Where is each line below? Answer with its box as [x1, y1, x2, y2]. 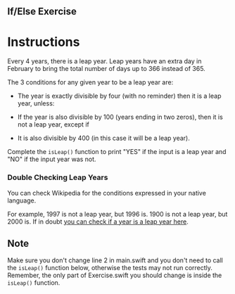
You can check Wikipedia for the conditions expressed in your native [7, 188, 206, 197]
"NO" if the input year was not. [7, 155, 96, 164]
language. [7, 196, 37, 205]
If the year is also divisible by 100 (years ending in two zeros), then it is [17, 113, 223, 122]
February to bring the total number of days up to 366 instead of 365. [7, 65, 205, 73]
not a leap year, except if [17, 120, 89, 129]
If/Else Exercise [7, 6, 77, 18]
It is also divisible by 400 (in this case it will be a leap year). [17, 134, 190, 143]
